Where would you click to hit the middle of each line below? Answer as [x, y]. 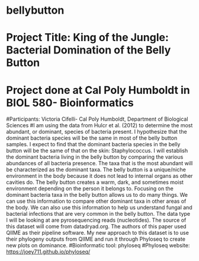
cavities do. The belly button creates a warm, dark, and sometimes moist [95, 183]
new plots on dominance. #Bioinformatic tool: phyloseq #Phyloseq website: [98, 246]
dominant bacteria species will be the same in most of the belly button [92, 138]
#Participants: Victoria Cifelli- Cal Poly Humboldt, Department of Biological [97, 119]
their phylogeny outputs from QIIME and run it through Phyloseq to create [96, 239]
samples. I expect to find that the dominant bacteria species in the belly [93, 144]
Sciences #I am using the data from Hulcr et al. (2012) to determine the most [99, 125]
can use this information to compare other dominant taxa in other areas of [96, 201]
